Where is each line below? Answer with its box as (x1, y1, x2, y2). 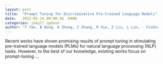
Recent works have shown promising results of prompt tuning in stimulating (5, 38, 156, 44)
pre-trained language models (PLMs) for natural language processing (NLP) (5, 43, 156, 49)
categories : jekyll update (5, 20, 60, 26)
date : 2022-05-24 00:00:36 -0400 (5, 16, 77, 21)
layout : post (5, 7, 32, 12)
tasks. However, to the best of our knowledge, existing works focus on (5, 49, 146, 54)
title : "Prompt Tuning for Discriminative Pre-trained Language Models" (5, 12, 158, 16)
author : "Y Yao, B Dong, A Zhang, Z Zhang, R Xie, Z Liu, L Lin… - (5, 25, 145, 30)
